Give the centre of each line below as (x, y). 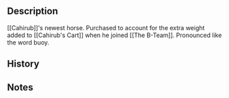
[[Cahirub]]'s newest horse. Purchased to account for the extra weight (106, 27)
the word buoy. (28, 42)
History (23, 64)
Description (32, 11)
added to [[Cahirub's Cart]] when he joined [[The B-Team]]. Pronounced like (114, 35)
